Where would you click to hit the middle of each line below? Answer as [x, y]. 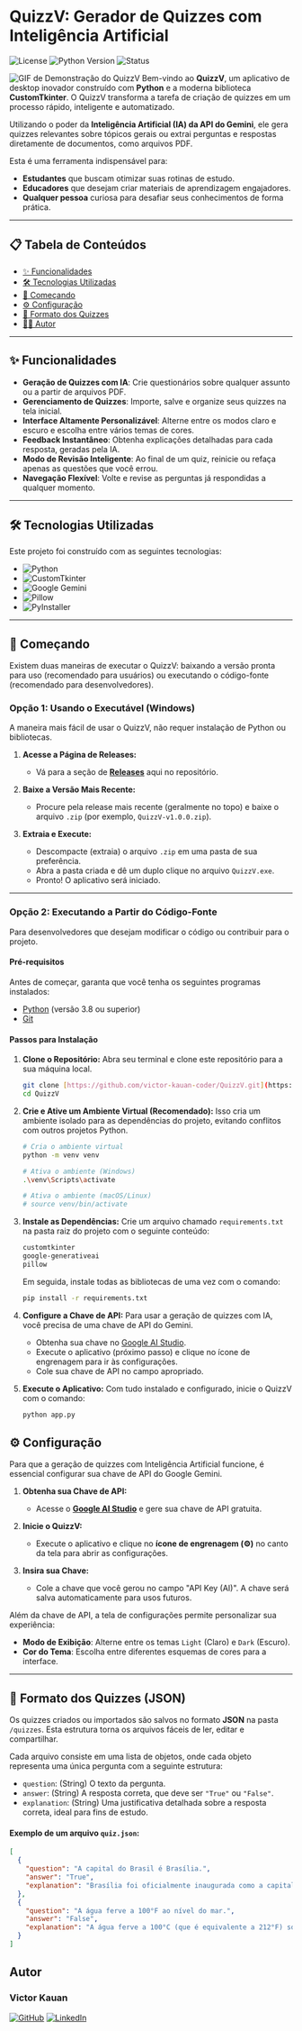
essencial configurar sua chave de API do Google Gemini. [116, 1474]
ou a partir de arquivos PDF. [74, 392]
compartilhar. [34, 1739]
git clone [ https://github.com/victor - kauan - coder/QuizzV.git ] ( [145, 1086]
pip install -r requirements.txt [85, 1298]
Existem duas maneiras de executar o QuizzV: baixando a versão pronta [142, 666]
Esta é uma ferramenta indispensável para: [89, 160]
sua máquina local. [57, 1069]
